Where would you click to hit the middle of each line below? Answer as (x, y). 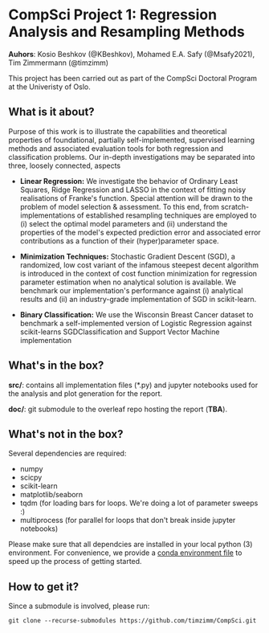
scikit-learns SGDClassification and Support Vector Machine (120, 332)
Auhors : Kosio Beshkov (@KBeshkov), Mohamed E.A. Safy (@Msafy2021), (132, 54)
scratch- (235, 206)
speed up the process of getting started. (75, 562)
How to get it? (44, 587)
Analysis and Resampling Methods (126, 32)
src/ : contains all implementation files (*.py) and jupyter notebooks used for (133, 385)
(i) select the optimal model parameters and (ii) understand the (124, 223)
